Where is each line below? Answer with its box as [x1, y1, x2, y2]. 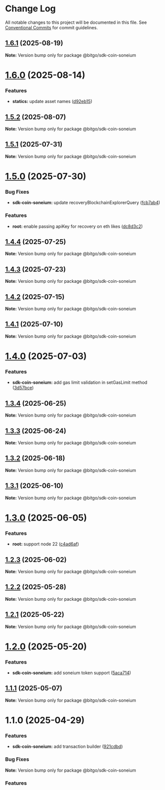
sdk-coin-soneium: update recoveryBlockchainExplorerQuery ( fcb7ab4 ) [12, 200, 161, 206]
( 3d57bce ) [12, 385, 34, 391]
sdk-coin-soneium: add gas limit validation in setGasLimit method [12, 379, 147, 385]
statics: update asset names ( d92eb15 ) [12, 99, 92, 105]
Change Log [5, 3, 56, 14]
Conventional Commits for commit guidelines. [5, 24, 98, 30]
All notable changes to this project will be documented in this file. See [5, 19, 147, 25]
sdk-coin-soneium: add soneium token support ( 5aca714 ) [12, 670, 131, 676]
